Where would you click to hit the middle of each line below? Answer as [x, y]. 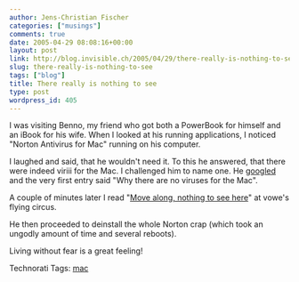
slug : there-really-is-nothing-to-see [81, 68]
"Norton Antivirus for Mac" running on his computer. [105, 144]
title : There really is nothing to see [83, 84]
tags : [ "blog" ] [37, 76]
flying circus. [33, 207]
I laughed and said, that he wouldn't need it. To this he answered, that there [148, 162]
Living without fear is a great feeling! [76, 251]
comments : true [37, 34]
